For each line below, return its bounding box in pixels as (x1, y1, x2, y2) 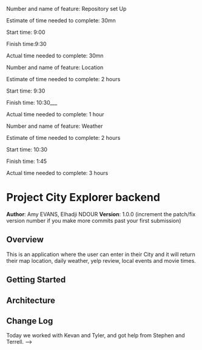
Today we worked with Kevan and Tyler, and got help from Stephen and (6, 332, 185, 339)
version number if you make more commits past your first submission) (6, 217, 181, 224)
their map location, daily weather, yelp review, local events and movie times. (6, 257, 196, 264)
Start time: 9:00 (6, 28, 45, 36)
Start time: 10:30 (6, 146, 47, 153)
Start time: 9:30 (6, 87, 45, 94)
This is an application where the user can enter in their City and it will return (6, 251, 196, 258)
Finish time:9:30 (6, 41, 47, 47)
